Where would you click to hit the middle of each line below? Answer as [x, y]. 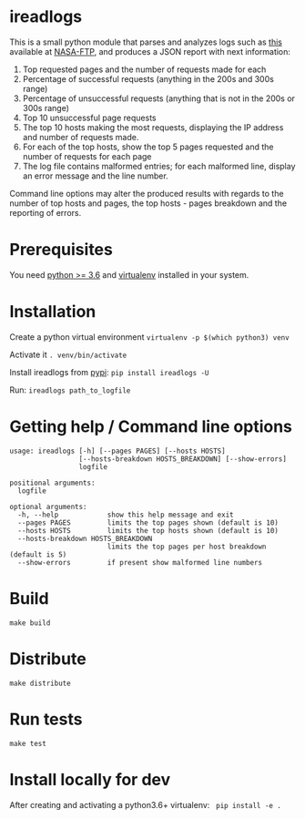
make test [28, 743]
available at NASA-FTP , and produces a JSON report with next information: [150, 51]
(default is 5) [38, 554]
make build [30, 623]
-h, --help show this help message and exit [126, 515]
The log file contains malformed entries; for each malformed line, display [159, 166]
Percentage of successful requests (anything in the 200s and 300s [148, 78]
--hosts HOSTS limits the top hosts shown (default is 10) [148, 530]
